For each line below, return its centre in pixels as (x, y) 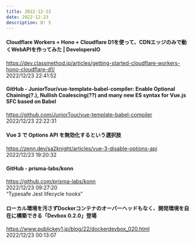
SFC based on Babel (31, 101)
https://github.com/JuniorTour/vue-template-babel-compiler (79, 114)
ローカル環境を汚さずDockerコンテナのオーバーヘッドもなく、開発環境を (95, 208)
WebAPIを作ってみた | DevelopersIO (56, 49)
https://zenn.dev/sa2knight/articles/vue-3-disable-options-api (82, 149)
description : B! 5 (29, 22)
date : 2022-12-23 (27, 17)
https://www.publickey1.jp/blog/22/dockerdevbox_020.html (78, 229)
